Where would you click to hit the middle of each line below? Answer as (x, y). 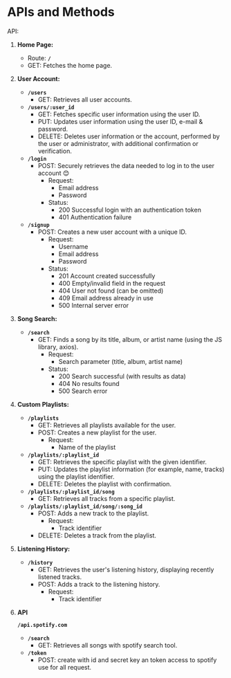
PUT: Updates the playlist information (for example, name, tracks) (131, 469)
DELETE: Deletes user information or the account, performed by (129, 136)
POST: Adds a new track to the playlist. (93, 513)
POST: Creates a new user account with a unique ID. (112, 232)
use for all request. (65, 667)
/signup (38, 225)
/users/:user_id (51, 107)
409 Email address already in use (106, 297)
